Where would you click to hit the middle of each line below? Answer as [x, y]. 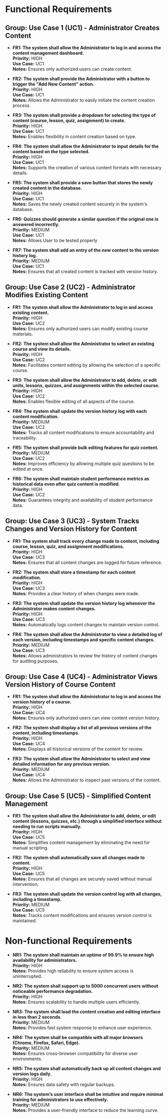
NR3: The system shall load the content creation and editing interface [87, 1012]
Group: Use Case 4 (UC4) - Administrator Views [81, 677]
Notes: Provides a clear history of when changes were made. [76, 593]
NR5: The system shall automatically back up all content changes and [87, 1069]
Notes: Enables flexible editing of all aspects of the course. [74, 401]
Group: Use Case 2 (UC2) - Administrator [70, 287]
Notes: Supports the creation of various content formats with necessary [87, 167]
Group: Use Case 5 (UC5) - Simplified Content [78, 796]
